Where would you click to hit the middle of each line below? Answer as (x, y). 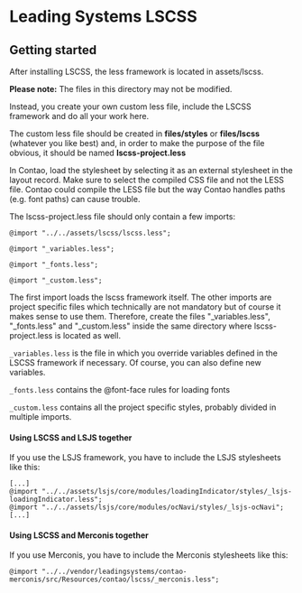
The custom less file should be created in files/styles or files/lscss (134, 134)
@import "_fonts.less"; (54, 264)
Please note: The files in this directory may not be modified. (121, 89)
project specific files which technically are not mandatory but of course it (145, 307)
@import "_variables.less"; (62, 249)
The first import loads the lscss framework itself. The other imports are (141, 297)
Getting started (53, 50)
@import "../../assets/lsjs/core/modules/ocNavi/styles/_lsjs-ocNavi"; (146, 507)
